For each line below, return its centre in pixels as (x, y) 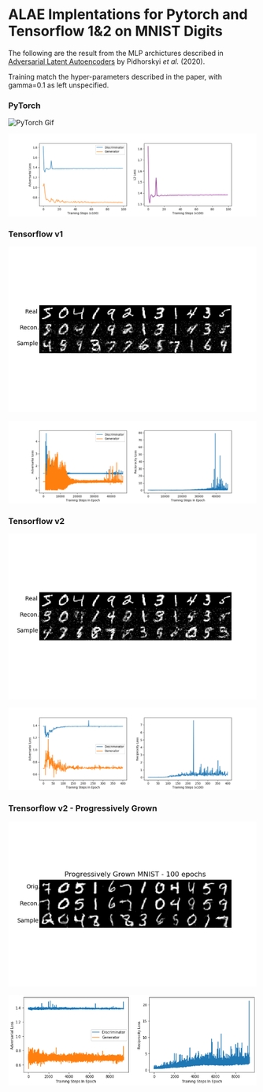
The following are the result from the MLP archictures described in (116, 53)
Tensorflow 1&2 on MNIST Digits (115, 31)
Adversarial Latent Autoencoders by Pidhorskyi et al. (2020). (107, 61)
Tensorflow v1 (36, 234)
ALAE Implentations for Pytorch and (128, 15)
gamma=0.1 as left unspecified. (59, 85)
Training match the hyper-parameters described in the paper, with (115, 76)
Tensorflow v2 (37, 522)
